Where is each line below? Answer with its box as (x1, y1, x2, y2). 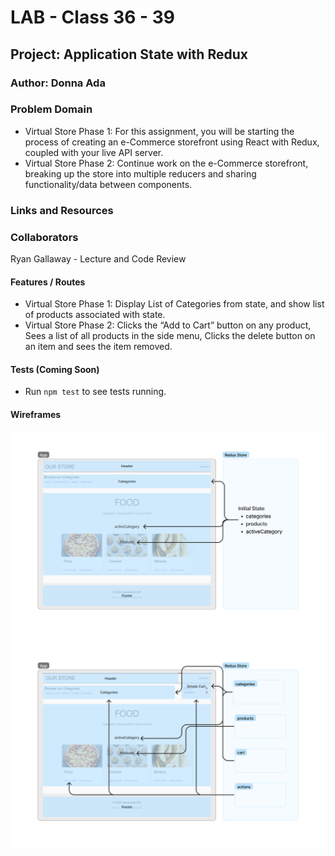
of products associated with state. (24, 309, 166, 321)
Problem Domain (10, 102, 93, 116)
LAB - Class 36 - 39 (10, 6, 176, 29)
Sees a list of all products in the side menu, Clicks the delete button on (24, 330, 316, 342)
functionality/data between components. (24, 178, 193, 190)
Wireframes (10, 409, 62, 421)
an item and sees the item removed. (24, 341, 173, 353)
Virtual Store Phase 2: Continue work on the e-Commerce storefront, (24, 157, 309, 169)
